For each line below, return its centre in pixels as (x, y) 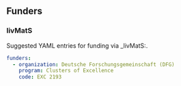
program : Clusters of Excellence (66, 71)
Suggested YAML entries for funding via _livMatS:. (77, 45)
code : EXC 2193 (40, 77)
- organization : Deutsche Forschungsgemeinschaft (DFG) (94, 64)
